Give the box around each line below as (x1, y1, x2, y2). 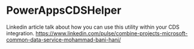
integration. (6, 29, 35, 36)
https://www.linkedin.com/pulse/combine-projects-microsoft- (35, 29, 188, 36)
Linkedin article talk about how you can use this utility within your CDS (6, 23, 180, 30)
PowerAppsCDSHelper (6, 4, 122, 17)
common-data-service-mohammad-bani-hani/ (6, 36, 122, 43)
